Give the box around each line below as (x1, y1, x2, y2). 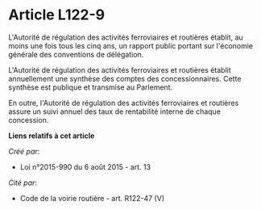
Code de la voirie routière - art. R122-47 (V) (19, 193, 165, 203)
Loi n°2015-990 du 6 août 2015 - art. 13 (19, 162, 151, 171)
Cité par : (8, 178, 38, 187)
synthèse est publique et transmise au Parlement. (8, 82, 173, 92)
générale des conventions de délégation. (8, 49, 144, 59)
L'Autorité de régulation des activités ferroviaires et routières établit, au (8, 32, 243, 42)
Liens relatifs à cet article (8, 131, 95, 141)
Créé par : (8, 146, 40, 156)
